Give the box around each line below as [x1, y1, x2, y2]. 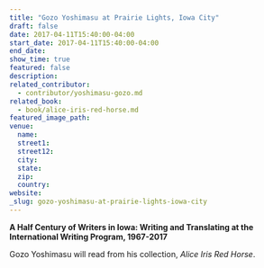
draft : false [9, 22, 59, 31]
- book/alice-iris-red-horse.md [17, 105, 140, 114]
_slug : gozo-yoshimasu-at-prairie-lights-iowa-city [9, 197, 207, 207]
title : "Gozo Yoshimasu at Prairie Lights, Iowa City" [9, 13, 220, 22]
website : [9, 189, 42, 198]
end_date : [9, 47, 47, 56]
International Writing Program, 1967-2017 [9, 231, 168, 242]
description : [9, 72, 59, 81]
